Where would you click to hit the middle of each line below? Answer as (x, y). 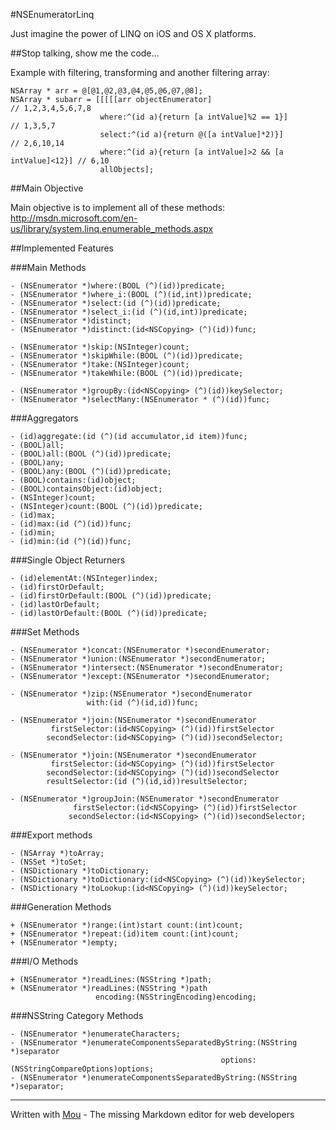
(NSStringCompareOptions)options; (82, 1069)
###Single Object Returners (68, 560)
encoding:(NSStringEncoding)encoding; (176, 997)
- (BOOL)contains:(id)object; (73, 480)
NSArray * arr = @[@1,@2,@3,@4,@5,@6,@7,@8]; (106, 91)
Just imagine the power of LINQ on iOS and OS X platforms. (133, 33)
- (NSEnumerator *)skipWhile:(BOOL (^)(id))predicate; (127, 356)
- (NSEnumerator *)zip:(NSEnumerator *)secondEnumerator (131, 694)
